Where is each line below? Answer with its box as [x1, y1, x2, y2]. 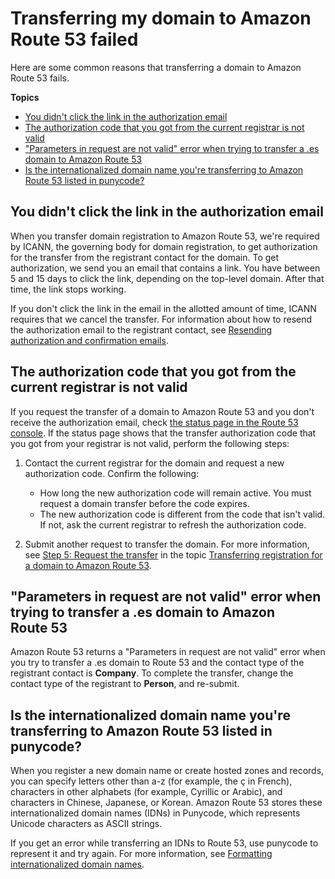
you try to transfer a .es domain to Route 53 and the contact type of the [10, 657, 305, 669]
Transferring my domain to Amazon [10, 7, 312, 30]
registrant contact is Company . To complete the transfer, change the [10, 667, 294, 679]
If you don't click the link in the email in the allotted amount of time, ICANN [10, 302, 317, 314]
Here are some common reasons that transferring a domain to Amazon [10, 61, 302, 73]
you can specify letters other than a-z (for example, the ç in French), [10, 775, 293, 787]
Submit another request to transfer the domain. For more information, [24, 538, 310, 550]
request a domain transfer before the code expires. [39, 497, 250, 509]
